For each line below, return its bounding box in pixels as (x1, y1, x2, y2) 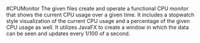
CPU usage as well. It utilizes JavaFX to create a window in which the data (6, 24, 189, 31)
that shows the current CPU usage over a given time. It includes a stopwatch (6, 11, 195, 18)
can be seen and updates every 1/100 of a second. (6, 30, 130, 37)
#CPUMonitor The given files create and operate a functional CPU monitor (6, 5, 189, 12)
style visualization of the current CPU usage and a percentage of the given (6, 18, 190, 24)
